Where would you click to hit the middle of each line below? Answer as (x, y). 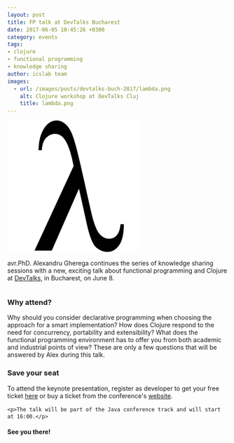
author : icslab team (37, 74)
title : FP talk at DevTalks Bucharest (64, 22)
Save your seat (33, 373)
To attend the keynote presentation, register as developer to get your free (113, 388)
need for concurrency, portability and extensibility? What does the (103, 332)
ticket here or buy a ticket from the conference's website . (90, 395)
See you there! (29, 432)
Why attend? (30, 303)
